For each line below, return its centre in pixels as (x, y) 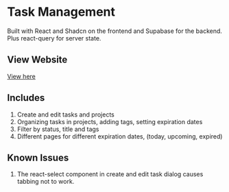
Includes (26, 98)
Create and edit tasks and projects (65, 115)
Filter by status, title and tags (58, 129)
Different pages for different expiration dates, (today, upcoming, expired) (120, 136)
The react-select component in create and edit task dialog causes (110, 174)
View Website (37, 60)
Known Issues (38, 157)
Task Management (61, 12)
